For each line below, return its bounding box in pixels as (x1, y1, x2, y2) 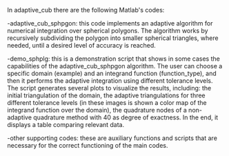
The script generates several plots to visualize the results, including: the (7, 84, 212, 92)
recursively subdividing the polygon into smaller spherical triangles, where (7, 34, 219, 42)
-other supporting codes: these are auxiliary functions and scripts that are (7, 134, 217, 142)
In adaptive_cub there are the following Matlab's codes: (7, 6, 165, 14)
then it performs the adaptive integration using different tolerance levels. (7, 77, 213, 85)
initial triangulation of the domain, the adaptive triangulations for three (7, 91, 206, 99)
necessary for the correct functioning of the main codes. (7, 142, 168, 149)
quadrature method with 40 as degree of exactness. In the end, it (33, 113, 219, 121)
